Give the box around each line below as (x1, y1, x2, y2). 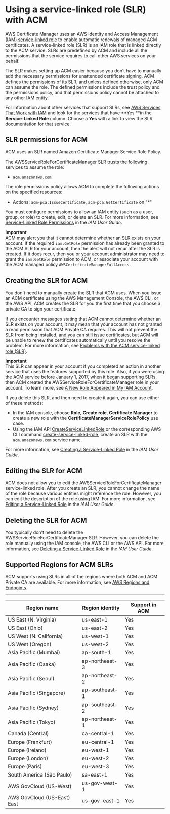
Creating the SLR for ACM (5, 276, 88, 285)
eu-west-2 (81, 755, 109, 762)
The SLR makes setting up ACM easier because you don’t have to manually (5, 67, 162, 74)
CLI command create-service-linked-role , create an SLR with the (12, 431, 148, 437)
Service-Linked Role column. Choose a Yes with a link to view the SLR (5, 115, 153, 121)
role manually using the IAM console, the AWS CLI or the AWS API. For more (5, 540, 164, 547)
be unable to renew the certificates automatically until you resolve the (5, 337, 151, 343)
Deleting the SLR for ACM (5, 516, 87, 525)
